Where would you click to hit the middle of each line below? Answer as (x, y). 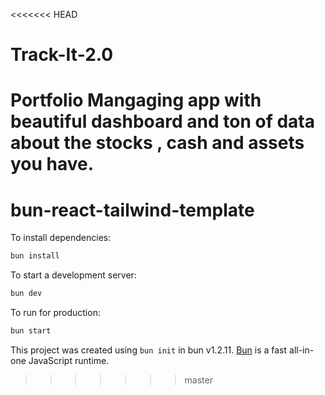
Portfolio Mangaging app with (136, 100)
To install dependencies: (61, 238)
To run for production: (55, 313)
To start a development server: (73, 275)
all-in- (302, 350)
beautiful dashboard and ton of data (162, 121)
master (198, 380)
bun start (31, 331)
